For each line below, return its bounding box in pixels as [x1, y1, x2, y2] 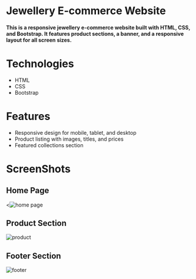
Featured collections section [14, 141, 84, 148]
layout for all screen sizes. [6, 36, 72, 44]
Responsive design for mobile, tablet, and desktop [14, 129, 137, 136]
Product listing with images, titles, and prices [14, 135, 124, 142]
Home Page [6, 185, 49, 195]
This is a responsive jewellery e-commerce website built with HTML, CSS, [6, 24, 191, 31]
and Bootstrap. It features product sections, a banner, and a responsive [6, 30, 184, 37]
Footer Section [6, 251, 61, 261]
